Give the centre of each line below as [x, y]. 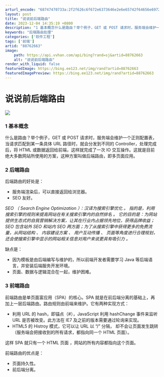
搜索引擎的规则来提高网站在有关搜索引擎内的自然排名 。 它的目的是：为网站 [81, 214]
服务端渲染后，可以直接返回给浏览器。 [51, 192]
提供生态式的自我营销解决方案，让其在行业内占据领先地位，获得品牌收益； [80, 221]
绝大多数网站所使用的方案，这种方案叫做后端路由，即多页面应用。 [71, 156]
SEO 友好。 [23, 198]
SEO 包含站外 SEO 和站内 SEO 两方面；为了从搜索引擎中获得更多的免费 [76, 227]
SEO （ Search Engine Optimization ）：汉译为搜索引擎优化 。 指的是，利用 [80, 208]
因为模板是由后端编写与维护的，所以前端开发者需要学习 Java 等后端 [80, 260]
